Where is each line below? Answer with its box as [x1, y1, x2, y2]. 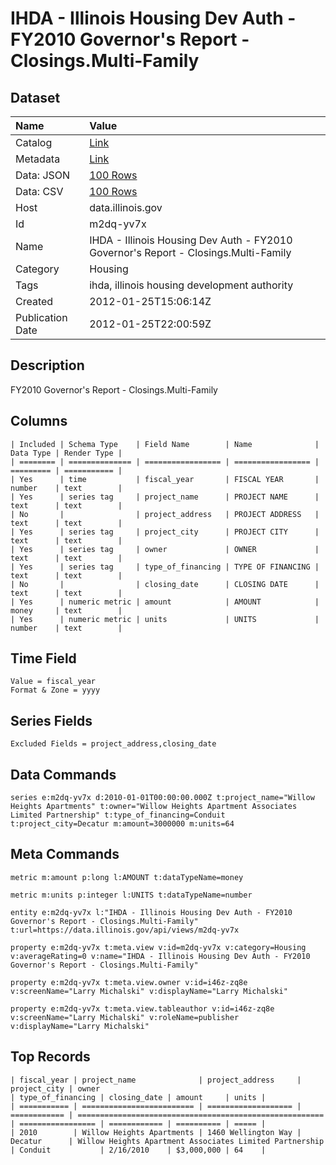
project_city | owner [10, 1083, 101, 1094]
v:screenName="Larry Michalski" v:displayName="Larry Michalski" [10, 986, 288, 996]
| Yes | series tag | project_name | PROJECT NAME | [10, 492, 320, 502]
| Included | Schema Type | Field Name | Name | [10, 439, 320, 449]
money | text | [10, 605, 123, 616]
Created [15, 295, 54, 308]
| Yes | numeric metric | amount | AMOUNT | [10, 597, 320, 607]
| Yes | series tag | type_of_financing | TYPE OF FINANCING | [10, 562, 320, 572]
